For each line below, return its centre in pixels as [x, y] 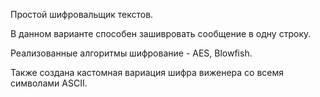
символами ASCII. [49, 83]
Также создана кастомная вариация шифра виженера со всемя [147, 72]
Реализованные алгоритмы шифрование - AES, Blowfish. [131, 53]
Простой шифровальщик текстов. [82, 14]
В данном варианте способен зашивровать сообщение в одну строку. [161, 33]
